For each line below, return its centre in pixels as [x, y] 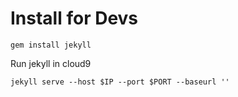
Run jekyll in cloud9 [51, 63]
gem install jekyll [51, 45]
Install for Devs [74, 18]
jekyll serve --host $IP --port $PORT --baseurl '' [120, 82]
